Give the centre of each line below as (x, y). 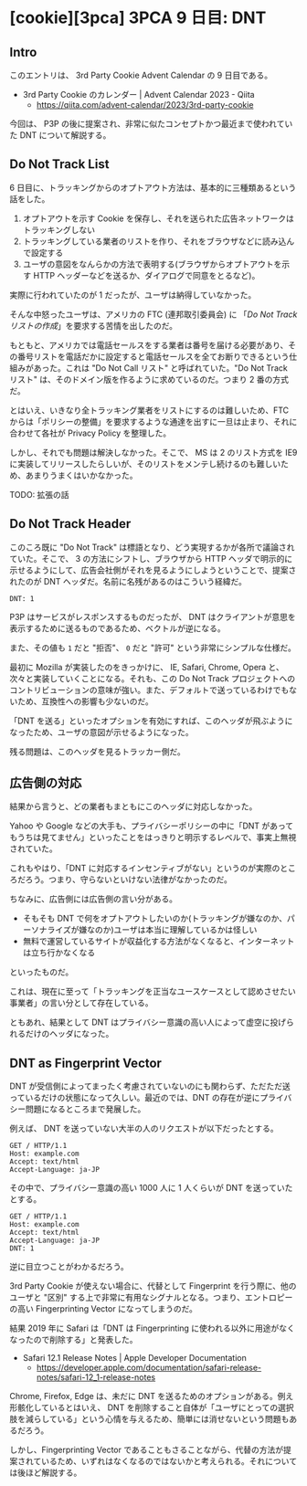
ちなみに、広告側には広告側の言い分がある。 (94, 899)
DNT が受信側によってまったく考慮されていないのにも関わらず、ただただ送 (150, 1086)
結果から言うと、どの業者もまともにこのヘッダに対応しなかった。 (133, 806)
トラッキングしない (59, 229)
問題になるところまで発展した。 (85, 1109)
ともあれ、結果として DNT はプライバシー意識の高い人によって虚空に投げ (148, 1022)
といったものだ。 (42, 972)
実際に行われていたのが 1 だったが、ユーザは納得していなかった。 (133, 295)
